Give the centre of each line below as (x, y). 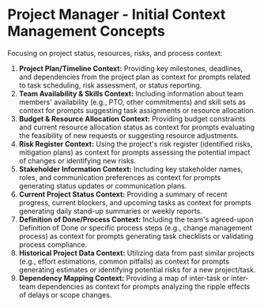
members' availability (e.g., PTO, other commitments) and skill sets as (132, 102)
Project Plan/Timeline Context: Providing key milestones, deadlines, (131, 68)
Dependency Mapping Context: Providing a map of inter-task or (124, 278)
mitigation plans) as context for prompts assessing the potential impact (134, 152)
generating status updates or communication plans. (103, 185)
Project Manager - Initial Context (117, 15)
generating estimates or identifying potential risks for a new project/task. (137, 269)
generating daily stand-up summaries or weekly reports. (110, 211)
